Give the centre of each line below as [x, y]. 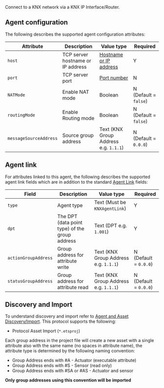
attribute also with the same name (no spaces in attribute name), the [74, 346]
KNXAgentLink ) [110, 208]
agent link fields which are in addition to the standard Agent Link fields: [76, 182]
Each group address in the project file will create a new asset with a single [80, 341]
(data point [70, 222]
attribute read [73, 287]
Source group [78, 135]
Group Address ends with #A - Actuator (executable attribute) [74, 360]
